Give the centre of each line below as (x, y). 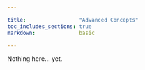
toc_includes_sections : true (49, 26)
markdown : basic (51, 33)
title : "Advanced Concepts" (73, 20)
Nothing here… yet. (35, 59)
